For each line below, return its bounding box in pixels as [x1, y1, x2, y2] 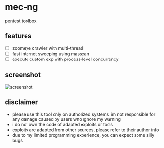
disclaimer [5, 98, 38, 107]
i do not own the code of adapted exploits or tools [12, 121, 113, 127]
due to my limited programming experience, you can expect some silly [12, 132, 155, 138]
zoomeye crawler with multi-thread [12, 45, 83, 51]
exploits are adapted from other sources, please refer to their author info [12, 127, 159, 133]
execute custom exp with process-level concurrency [12, 56, 119, 62]
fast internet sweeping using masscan [12, 51, 89, 57]
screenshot [5, 71, 41, 79]
